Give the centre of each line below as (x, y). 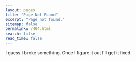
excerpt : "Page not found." (35, 19)
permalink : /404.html (28, 29)
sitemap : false (21, 24)
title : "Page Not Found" (32, 15)
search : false (20, 34)
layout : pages (20, 10)
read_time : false (24, 39)
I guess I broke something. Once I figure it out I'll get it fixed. (69, 53)
